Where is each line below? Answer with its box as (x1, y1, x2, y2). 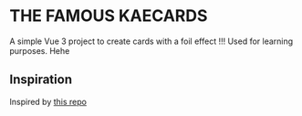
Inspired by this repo (9, 96, 87, 107)
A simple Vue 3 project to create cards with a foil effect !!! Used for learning (9, 36, 294, 47)
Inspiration (9, 72, 73, 88)
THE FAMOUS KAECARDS (9, 5, 208, 26)
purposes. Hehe (9, 45, 70, 56)
